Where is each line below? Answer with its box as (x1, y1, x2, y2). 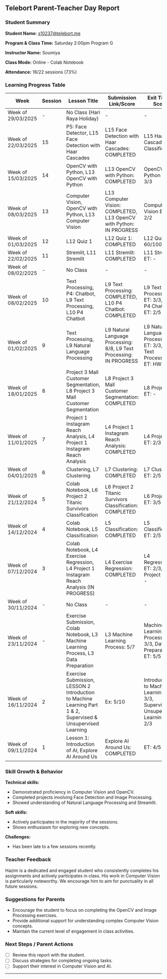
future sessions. (5, 883, 38, 889)
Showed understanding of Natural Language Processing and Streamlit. (12, 800, 157, 806)
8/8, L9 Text (105, 345, 134, 352)
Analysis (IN (66, 583, 94, 590)
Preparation (66, 662, 93, 669)
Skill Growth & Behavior (5, 768, 63, 775)
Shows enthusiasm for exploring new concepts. (12, 824, 110, 830)
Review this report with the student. (12, 952, 85, 958)
